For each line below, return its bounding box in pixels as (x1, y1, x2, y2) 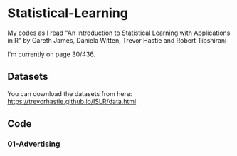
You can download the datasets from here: (7, 89, 132, 98)
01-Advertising (7, 139, 60, 149)
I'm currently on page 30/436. (7, 50, 96, 58)
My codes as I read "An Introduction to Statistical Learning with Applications (7, 28, 231, 37)
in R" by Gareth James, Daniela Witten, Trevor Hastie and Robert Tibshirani (7, 36, 227, 44)
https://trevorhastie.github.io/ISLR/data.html (7, 97, 137, 105)
